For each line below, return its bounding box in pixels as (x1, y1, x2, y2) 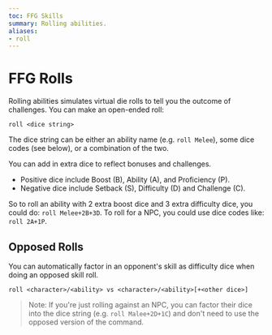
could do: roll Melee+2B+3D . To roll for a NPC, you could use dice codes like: (8, 208, 265, 217)
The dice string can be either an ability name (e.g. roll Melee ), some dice (8, 135, 255, 144)
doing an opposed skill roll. (8, 270, 99, 280)
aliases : (8, 27, 38, 35)
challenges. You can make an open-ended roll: (8, 105, 165, 114)
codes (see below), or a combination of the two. (8, 144, 169, 153)
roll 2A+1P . (8, 217, 47, 226)
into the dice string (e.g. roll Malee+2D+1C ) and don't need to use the (28, 309, 260, 318)
